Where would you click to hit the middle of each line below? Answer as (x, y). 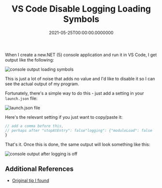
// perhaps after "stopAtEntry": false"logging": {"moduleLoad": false (79, 130)
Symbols (81, 19)
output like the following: (29, 60)
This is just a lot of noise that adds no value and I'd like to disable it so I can (80, 78)
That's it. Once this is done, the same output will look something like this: (78, 144)
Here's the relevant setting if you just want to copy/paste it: (64, 117)
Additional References (39, 169)
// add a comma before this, (34, 126)
